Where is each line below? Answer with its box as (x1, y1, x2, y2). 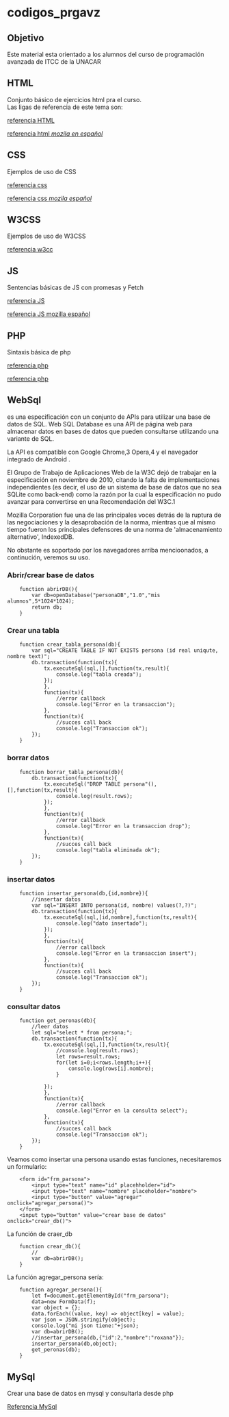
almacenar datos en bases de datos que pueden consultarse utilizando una (7, 427, 219, 435)
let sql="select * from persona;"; (31, 1030, 133, 1037)
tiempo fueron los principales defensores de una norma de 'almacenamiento (7, 525, 223, 533)
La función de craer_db (7, 1230, 73, 1238)
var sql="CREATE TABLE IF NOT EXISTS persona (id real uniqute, (31, 647, 219, 654)
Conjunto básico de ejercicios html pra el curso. (7, 95, 142, 104)
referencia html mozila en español (7, 129, 103, 138)
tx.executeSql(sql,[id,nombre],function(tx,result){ (43, 914, 197, 921)
